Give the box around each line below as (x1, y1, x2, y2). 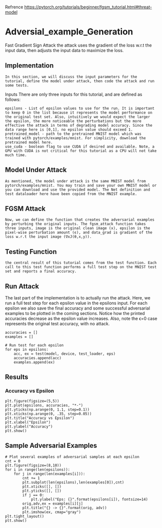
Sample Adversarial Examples (5, 442, 98, 450)
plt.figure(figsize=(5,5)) (5, 398, 59, 403)
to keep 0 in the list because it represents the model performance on (5, 110, 152, 115)
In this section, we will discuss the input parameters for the (5, 74, 137, 79)
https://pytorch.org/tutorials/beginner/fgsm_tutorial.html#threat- (24, 4, 152, 10)
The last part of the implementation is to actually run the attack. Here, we (5, 295, 151, 300)
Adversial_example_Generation (5, 26, 133, 37)
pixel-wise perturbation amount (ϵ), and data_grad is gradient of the (5, 230, 152, 235)
